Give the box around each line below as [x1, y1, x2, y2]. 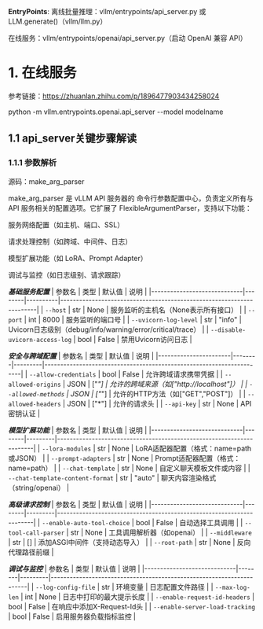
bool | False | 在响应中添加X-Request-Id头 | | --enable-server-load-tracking [8, 601, 256, 611]
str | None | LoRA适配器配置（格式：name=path [97, 443, 252, 453]
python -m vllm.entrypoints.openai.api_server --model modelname [8, 107, 224, 116]
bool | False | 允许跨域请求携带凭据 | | [101, 369, 224, 379]
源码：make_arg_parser [8, 176, 85, 186]
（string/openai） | [8, 483, 69, 492]
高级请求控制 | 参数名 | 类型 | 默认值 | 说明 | [8, 499, 148, 509]
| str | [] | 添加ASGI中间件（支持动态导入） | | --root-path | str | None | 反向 [8, 537, 251, 546]
